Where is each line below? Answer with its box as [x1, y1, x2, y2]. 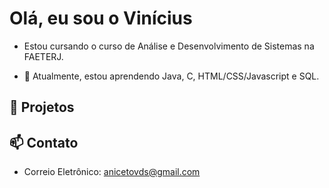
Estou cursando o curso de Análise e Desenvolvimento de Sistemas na [23, 40, 315, 52]
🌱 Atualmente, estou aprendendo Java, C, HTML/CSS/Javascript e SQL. [23, 70, 320, 82]
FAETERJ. [23, 50, 64, 62]
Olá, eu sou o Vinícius [9, 7, 193, 30]
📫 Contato [9, 134, 79, 151]
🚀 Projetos [9, 99, 75, 116]
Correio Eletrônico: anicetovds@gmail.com [23, 166, 201, 178]
